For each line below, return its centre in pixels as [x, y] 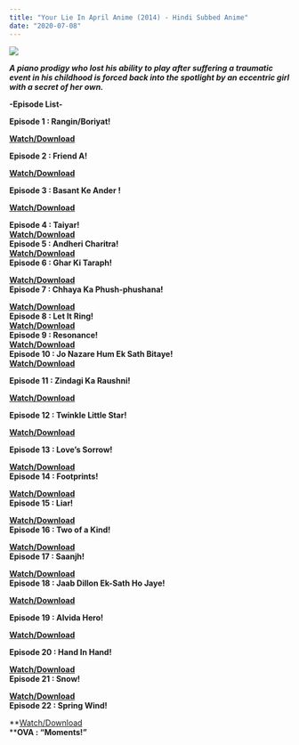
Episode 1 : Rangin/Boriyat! [60, 121]
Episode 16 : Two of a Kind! [60, 530]
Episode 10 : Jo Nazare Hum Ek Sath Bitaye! [91, 353]
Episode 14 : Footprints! [54, 476]
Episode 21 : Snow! [45, 678]
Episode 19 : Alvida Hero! [57, 617]
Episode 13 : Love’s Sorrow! [61, 449]
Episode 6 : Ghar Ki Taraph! [61, 263]
